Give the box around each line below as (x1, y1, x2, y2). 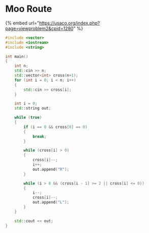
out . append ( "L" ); (32, 200, 70, 205)
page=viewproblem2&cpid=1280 (5, 25, 74, 31)
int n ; (14, 63, 28, 69)
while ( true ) (14, 115, 42, 120)
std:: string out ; (14, 106, 51, 111)
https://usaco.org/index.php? (39, 20, 100, 26)
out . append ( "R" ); (32, 167, 70, 172)
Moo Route (5, 3, 52, 15)
